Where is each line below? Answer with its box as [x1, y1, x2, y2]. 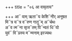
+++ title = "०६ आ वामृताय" [5, 4, 54, 10]
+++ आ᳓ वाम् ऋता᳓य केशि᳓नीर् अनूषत [5, 14, 67, 19]
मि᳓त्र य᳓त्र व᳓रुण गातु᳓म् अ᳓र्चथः [5, 19, 56, 25]
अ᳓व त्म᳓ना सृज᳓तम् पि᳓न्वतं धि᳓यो [5, 25, 59, 30]
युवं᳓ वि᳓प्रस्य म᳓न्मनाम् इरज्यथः [5, 30, 53, 36]
